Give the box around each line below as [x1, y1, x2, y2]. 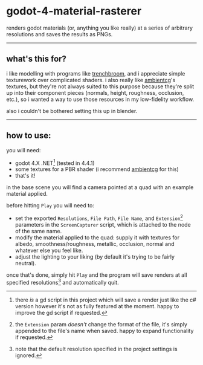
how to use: [6, 131, 51, 141]
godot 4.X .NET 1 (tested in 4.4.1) [14, 158, 95, 167]
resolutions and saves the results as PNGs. [6, 30, 113, 37]
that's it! [14, 172, 36, 179]
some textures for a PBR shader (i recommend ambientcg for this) [14, 166, 179, 173]
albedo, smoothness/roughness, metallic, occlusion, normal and [14, 240, 175, 247]
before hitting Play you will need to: [6, 202, 95, 209]
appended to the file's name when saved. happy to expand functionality [14, 327, 194, 334]
